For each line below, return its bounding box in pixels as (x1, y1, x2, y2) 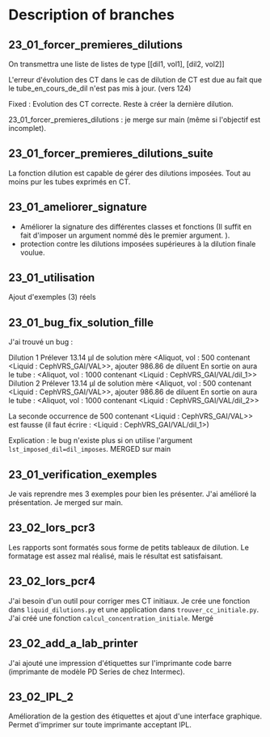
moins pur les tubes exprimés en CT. (8, 176, 131, 187)
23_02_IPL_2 (8, 689, 74, 704)
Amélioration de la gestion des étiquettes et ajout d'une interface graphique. (8, 711, 263, 721)
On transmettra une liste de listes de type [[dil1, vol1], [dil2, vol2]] (8, 59, 225, 69)
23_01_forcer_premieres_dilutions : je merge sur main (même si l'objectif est (8, 115, 261, 124)
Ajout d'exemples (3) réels (8, 293, 96, 302)
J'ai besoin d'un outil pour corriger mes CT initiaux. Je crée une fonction (8, 596, 251, 605)
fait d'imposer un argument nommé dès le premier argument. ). (19, 230, 230, 240)
